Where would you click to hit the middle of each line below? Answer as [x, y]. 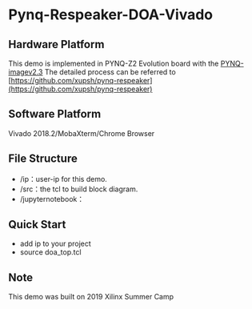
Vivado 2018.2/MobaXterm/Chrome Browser [82, 133]
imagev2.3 [26, 72]
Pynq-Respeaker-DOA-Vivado [111, 15]
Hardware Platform [56, 44]
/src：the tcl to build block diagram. [79, 189]
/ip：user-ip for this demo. [64, 179]
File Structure [43, 159]
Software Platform [55, 114]
